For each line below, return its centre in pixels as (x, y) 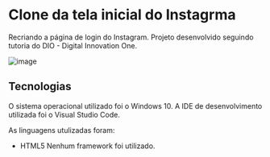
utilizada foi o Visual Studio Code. (64, 114)
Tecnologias (40, 87)
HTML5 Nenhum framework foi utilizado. (87, 146)
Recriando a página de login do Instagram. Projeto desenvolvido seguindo (131, 37)
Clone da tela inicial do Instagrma (122, 15)
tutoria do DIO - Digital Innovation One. (73, 45)
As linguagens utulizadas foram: (62, 130)
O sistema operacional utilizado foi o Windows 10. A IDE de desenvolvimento (135, 105)
